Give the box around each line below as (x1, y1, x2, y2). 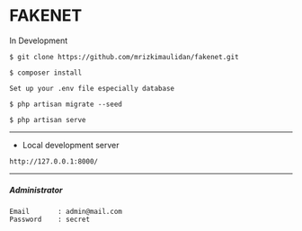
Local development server (22, 139, 120, 150)
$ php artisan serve (9, 115, 87, 124)
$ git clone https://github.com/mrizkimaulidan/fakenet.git (9, 52, 240, 61)
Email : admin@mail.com (9, 207, 123, 216)
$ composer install (9, 68, 83, 77)
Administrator (9, 184, 63, 195)
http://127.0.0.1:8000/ (9, 156, 99, 166)
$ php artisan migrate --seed (9, 100, 123, 109)
